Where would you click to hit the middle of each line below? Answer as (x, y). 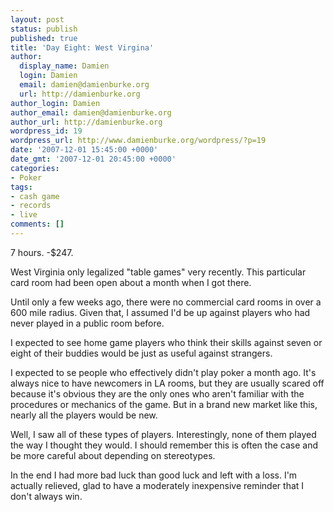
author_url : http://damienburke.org (86, 122)
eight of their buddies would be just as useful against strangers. (141, 353)
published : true (44, 38)
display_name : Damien (64, 66)
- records (31, 206)
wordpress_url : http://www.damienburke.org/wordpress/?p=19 (138, 141)
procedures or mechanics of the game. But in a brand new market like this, (164, 404)
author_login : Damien (55, 103)
